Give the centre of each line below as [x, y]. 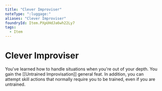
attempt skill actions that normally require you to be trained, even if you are [80, 79]
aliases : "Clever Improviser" [36, 18]
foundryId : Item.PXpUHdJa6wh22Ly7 [40, 23]
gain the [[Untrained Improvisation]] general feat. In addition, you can [74, 74]
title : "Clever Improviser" [34, 9]
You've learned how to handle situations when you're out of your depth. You [81, 69]
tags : [10, 27]
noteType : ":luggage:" [28, 14]
